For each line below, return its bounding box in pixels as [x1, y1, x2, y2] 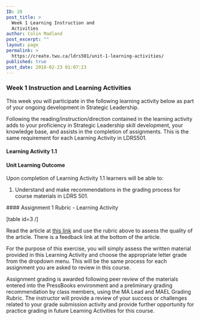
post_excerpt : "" [6, 36, 50, 42]
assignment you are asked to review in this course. [6, 264, 131, 271]
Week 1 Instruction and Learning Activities [6, 84, 131, 92]
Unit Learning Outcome [6, 161, 66, 169]
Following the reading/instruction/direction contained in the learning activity [6, 115, 193, 122]
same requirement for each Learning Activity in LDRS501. [6, 134, 147, 141]
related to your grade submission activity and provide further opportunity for [6, 301, 195, 308]
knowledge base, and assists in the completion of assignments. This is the [6, 128, 189, 135]
